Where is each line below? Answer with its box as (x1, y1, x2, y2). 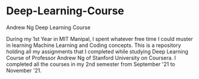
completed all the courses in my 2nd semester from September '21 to (6, 61, 175, 68)
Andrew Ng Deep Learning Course (6, 24, 91, 31)
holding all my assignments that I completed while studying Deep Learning (6, 48, 189, 55)
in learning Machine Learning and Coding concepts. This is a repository (6, 42, 181, 49)
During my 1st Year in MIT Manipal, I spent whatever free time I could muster (6, 35, 193, 42)
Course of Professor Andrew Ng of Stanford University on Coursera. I (6, 54, 176, 61)
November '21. (6, 67, 42, 74)
